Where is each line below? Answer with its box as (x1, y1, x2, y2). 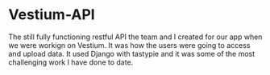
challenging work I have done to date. (8, 57, 134, 67)
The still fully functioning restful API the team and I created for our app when (8, 32, 263, 41)
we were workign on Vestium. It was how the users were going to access (8, 40, 251, 49)
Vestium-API (8, 6, 95, 24)
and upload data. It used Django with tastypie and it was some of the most (8, 49, 255, 58)
